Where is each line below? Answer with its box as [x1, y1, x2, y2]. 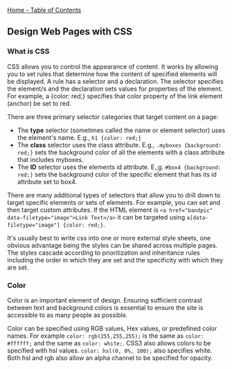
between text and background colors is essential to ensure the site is [7, 303, 204, 312]
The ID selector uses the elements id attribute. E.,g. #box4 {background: [17, 163, 222, 171]
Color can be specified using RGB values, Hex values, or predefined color [7, 324, 217, 332]
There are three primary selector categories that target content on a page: [7, 112, 219, 120]
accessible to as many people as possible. [7, 311, 128, 319]
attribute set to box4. [17, 177, 78, 186]
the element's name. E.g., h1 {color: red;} [17, 133, 142, 141]
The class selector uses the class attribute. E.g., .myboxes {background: [17, 141, 222, 149]
